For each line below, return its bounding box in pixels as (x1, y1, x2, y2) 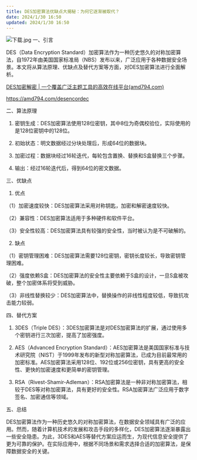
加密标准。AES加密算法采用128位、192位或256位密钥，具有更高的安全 (14, 359, 185, 366)
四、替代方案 (6, 312, 37, 319)
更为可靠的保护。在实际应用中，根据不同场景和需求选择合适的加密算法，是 (6, 441, 186, 448)
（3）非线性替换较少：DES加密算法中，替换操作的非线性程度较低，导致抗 (6, 292, 184, 299)
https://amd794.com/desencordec (6, 95, 89, 102)
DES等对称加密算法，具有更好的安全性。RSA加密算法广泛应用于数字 (25, 386, 189, 393)
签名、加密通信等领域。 (14, 394, 72, 401)
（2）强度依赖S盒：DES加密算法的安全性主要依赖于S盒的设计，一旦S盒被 (6, 272, 184, 279)
